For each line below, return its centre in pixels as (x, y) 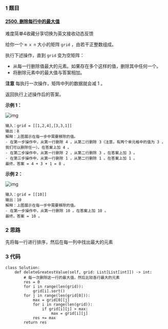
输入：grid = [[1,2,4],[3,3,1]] (39, 126)
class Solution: (23, 268)
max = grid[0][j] (51, 300)
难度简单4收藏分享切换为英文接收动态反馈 (49, 34)
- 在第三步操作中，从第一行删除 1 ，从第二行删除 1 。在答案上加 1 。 (71, 159)
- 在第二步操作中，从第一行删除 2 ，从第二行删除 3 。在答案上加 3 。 (71, 153)
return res (35, 322)
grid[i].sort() (49, 291)
